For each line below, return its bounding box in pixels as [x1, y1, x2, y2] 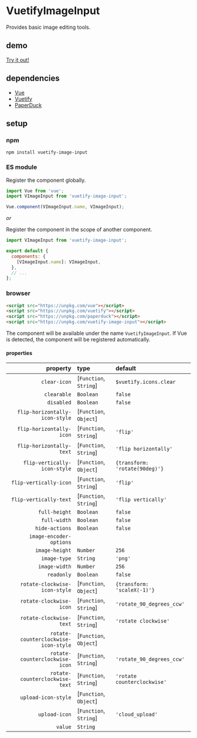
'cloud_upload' [115, 711, 158, 718]
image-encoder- [29, 533, 72, 540]
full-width [40, 517, 72, 524]
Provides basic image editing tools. [6, 24, 91, 31]
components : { [11, 253, 46, 260]
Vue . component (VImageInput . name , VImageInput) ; [6, 204, 125, 210]
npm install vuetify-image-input [6, 149, 88, 155]
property [46, 364, 72, 373]
